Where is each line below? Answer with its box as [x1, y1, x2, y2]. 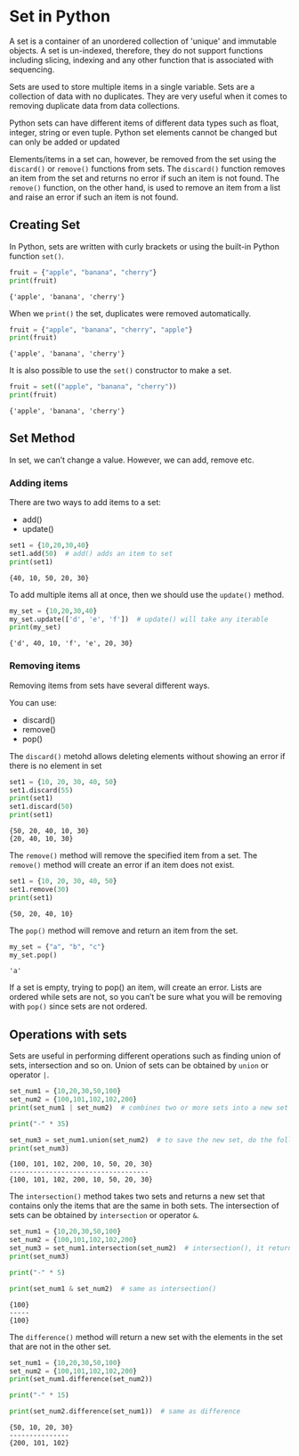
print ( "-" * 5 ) [9, 1268, 66, 1277]
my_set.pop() [9, 951, 58, 960]
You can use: [9, 697, 58, 708]
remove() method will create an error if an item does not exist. [9, 860, 235, 871]
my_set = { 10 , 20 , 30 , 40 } [9, 606, 98, 616]
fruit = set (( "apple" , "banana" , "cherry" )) [9, 382, 177, 391]
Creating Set [9, 217, 81, 233]
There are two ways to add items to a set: [9, 497, 162, 508]
